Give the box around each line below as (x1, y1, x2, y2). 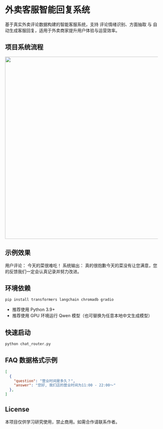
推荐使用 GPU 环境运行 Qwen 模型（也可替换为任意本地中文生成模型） (12, 313, 153, 319)
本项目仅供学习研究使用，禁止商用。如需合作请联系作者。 (5, 419, 120, 425)
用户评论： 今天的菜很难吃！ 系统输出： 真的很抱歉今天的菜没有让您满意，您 (5, 262, 158, 268)
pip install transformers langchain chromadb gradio (5, 297, 114, 302)
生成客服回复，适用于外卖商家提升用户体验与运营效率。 (9, 27, 120, 33)
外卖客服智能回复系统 (5, 4, 91, 16)
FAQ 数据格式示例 (5, 356, 58, 364)
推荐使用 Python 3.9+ (12, 307, 55, 312)
